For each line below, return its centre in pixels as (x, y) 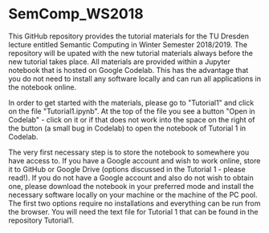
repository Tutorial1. (41, 220)
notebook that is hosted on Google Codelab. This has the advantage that (128, 70)
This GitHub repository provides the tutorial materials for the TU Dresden (128, 36)
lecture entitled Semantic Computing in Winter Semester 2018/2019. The (128, 44)
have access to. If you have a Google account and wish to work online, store (134, 160)
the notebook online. (43, 87)
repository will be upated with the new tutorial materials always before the (130, 53)
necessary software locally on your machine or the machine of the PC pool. (133, 195)
